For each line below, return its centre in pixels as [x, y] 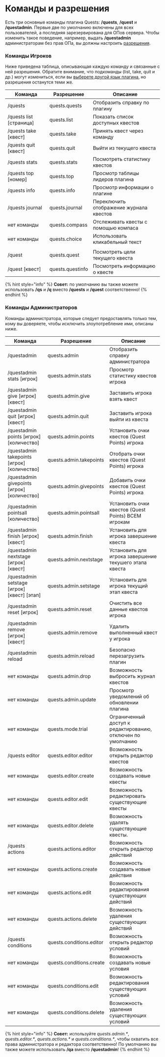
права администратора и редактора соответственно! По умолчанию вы [81, 1044]
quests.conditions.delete [76, 1012]
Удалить [119, 626]
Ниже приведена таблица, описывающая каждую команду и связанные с [82, 66]
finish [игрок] [23, 536]
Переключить [109, 202]
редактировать [127, 796]
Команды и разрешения [57, 9]
